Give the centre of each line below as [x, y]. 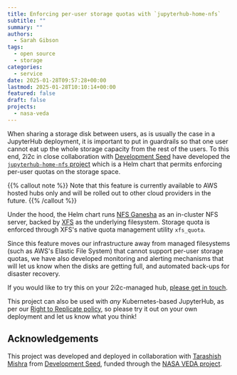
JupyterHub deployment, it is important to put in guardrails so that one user [118, 141]
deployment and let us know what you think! [72, 316]
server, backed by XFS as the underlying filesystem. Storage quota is [109, 222]
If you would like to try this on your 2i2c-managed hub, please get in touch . [117, 287]
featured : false [31, 93]
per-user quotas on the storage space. [64, 171]
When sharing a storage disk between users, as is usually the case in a [111, 133]
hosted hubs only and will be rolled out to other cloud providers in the [109, 192]
